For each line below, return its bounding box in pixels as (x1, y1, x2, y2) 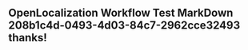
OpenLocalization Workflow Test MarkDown (8, 6, 234, 20)
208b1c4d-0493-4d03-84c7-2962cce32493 (8, 19, 241, 33)
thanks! (8, 31, 48, 44)
